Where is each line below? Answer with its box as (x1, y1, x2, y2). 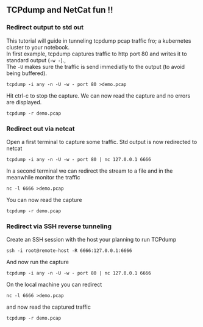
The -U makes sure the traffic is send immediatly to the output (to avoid (6, 63, 185, 70)
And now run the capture (6, 259, 69, 266)
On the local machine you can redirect (6, 281, 102, 289)
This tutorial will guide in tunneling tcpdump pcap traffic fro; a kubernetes (6, 37, 191, 45)
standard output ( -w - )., (6, 56, 66, 63)
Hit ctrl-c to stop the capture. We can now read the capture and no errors (6, 92, 191, 99)
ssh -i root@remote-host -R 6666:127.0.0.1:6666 (6, 248, 132, 254)
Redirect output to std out (6, 23, 84, 32)
